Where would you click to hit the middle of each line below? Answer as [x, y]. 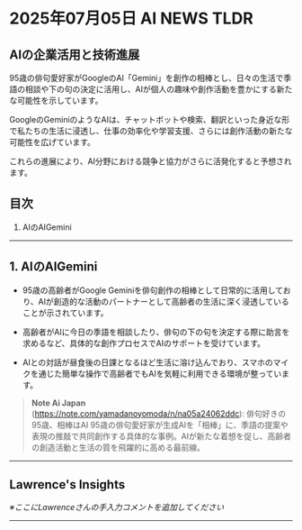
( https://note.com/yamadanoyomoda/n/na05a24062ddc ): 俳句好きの [159, 413]
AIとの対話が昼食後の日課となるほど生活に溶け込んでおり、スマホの [147, 362]
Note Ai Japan [58, 403]
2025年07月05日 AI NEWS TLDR [131, 18]
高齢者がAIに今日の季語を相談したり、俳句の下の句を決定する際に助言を [156, 332]
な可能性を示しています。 [56, 101]
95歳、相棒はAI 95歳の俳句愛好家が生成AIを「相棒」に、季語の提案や [160, 425]
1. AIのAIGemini [53, 267]
